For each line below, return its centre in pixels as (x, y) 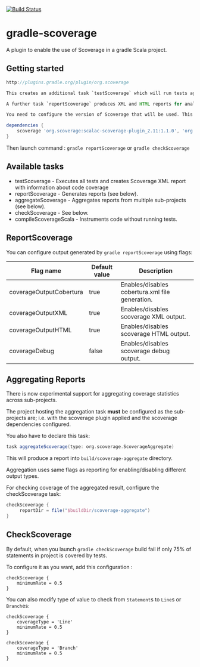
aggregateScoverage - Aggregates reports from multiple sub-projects (100, 200)
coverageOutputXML (38, 313)
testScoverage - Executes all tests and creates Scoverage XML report (100, 181)
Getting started (35, 69)
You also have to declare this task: (48, 436)
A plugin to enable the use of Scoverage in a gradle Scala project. (87, 50)
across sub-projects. (32, 400)
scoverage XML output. (153, 316)
